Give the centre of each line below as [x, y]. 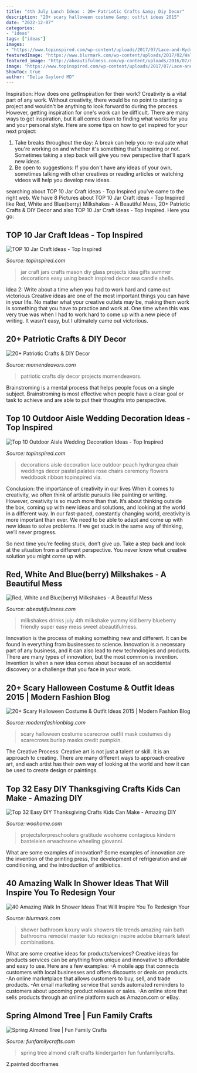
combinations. [38, 942]
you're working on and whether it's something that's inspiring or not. [97, 149]
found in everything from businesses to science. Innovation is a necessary [96, 645]
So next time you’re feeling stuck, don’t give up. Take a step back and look [96, 544]
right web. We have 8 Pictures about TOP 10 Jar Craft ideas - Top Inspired [95, 198]
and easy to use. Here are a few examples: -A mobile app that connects [93, 966]
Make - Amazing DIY [45, 798]
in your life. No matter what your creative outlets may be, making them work [98, 302]
